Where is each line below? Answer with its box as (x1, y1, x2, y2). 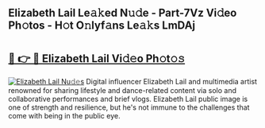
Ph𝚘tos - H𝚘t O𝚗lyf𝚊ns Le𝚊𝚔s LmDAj (8, 19, 196, 33)
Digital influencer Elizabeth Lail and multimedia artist (86, 77, 258, 86)
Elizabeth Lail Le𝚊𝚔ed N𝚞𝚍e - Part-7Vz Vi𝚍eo (8, 6, 237, 20)
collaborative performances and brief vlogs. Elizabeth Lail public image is (8, 95, 248, 103)
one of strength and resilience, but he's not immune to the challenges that (8, 103, 250, 112)
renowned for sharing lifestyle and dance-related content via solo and (8, 86, 236, 95)
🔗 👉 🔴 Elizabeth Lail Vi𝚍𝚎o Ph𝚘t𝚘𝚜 (8, 52, 186, 65)
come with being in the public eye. (8, 111, 121, 120)
